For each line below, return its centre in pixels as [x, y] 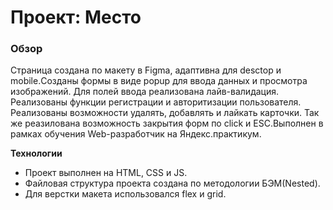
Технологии [36, 153]
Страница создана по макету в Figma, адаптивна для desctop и [146, 70]
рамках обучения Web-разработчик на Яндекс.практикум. [136, 134]
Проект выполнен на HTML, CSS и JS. [106, 173]
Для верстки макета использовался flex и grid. [125, 194]
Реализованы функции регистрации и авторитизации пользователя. [156, 102]
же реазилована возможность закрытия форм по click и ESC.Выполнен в [167, 123]
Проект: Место [76, 17]
